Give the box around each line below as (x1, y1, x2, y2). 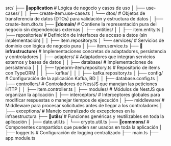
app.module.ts (5, 135, 36, 141)
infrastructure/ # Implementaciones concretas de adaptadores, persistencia (5, 48, 166, 54)
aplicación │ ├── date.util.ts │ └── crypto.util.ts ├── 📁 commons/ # (5, 119, 150, 125)
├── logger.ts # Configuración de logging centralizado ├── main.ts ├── (5, 130, 159, 135)
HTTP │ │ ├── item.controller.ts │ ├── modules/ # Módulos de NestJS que (5, 86, 164, 92)
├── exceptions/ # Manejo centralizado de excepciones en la (5, 108, 135, 114)
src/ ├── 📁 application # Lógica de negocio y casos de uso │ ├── (5, 5, 145, 11)
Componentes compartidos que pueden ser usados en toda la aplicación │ (5, 124, 162, 130)
